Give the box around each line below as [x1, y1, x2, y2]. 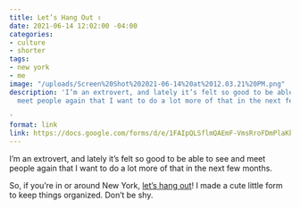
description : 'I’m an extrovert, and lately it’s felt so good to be [9, 88, 274, 96]
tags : [9, 54, 29, 63]
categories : [9, 29, 54, 38]
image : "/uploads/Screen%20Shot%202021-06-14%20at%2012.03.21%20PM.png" [9, 79, 286, 88]
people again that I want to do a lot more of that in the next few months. [9, 163, 272, 173]
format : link [9, 121, 58, 130]
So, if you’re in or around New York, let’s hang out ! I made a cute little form [9, 180, 283, 190]
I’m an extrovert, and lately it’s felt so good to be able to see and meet [9, 154, 266, 163]
